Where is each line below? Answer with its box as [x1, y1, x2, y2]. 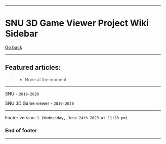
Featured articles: [5, 63, 61, 72]
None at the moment [24, 76, 67, 82]
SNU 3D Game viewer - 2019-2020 [5, 100, 74, 106]
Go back [5, 44, 23, 50]
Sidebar [5, 28, 38, 40]
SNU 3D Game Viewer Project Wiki [5, 18, 149, 29]
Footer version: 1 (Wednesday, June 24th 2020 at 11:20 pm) [5, 114, 128, 120]
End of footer [5, 127, 38, 134]
